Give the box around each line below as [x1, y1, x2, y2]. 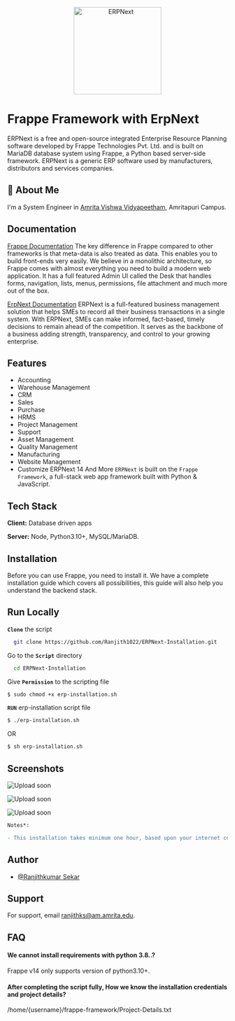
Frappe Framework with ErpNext [7, 111, 199, 127]
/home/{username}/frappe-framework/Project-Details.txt [7, 1006, 171, 1014]
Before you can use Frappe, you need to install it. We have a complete [7, 571, 209, 579]
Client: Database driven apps [7, 519, 92, 528]
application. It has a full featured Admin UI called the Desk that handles [7, 272, 212, 280]
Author [7, 854, 38, 866]
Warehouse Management [17, 383, 91, 392]
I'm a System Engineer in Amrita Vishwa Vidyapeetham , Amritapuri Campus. [7, 203, 227, 211]
